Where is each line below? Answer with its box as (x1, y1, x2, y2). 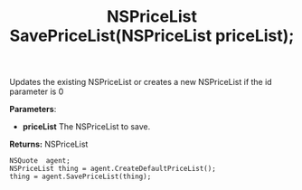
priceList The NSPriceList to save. (22, 121, 151, 132)
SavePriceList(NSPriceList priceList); (9, 25, 295, 46)
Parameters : (9, 104, 57, 115)
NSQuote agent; (9, 157, 71, 166)
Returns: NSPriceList (9, 138, 89, 150)
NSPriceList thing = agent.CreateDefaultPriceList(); (9, 165, 217, 174)
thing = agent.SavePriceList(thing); (9, 172, 152, 182)
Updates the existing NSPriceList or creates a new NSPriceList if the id (9, 77, 273, 88)
